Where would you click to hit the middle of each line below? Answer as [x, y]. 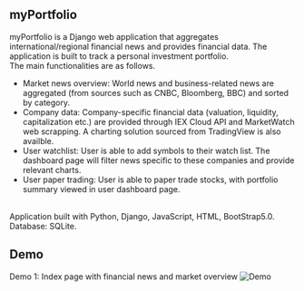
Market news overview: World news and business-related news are [148, 83]
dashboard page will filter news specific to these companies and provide [158, 160]
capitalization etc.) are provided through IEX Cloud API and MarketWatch [158, 121]
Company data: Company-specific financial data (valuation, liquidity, [150, 112]
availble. [38, 141]
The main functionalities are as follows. [83, 65]
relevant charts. [52, 170]
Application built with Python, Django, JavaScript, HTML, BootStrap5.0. [142, 216]
